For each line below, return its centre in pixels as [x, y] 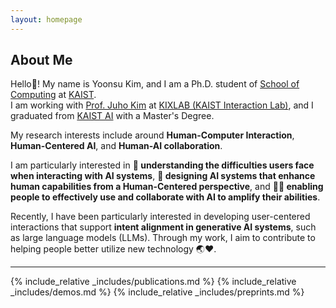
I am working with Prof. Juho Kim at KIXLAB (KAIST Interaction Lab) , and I [162, 105]
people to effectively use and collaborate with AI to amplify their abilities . [165, 197]
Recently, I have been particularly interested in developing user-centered [160, 217]
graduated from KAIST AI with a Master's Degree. [112, 116]
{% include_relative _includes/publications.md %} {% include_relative [153, 282]
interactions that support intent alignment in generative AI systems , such [163, 227]
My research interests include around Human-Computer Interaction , [152, 135]
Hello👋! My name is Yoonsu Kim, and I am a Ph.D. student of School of [155, 84]
